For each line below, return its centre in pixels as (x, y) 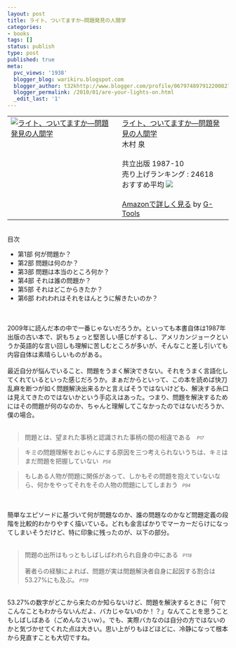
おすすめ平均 (143, 185)
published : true (31, 60)
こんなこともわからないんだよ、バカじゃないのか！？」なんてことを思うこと (118, 611)
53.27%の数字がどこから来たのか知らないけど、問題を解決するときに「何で (117, 602)
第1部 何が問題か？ (44, 254)
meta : (15, 66)
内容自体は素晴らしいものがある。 (57, 354)
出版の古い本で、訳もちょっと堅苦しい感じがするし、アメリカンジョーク (112, 337)
